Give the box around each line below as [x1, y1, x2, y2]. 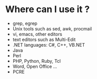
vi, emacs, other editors [12, 31, 62, 37]
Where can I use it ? [5, 4, 90, 15]
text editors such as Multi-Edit [12, 36, 76, 43]
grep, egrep [12, 20, 38, 26]
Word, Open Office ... [12, 63, 57, 69]
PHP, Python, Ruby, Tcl [12, 58, 61, 64]
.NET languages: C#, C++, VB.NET [12, 42, 85, 48]
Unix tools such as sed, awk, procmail [12, 25, 92, 31]
